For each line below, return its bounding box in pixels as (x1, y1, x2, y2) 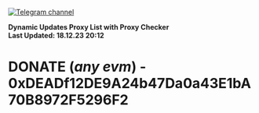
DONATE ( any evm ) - (8, 58, 147, 76)
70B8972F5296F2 (8, 91, 129, 109)
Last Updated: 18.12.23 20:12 (8, 31, 104, 40)
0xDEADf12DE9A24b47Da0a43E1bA (8, 75, 251, 93)
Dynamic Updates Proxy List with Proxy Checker (8, 23, 170, 31)
